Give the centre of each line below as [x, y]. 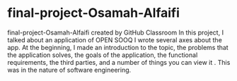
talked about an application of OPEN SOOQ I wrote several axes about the [115, 39]
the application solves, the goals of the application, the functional [103, 55]
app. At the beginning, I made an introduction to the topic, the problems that [118, 47]
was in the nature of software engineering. [69, 70]
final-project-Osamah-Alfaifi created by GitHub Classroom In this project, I [116, 32]
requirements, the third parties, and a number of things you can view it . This [119, 62]
